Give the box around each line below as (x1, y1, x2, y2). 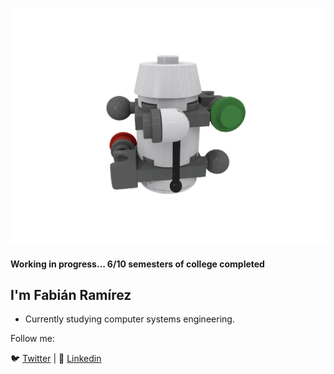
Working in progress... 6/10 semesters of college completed (10, 258, 265, 270)
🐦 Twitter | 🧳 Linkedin (10, 353, 102, 365)
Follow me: (10, 333, 55, 345)
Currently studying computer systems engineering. (24, 313, 235, 325)
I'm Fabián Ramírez (10, 286, 132, 303)
